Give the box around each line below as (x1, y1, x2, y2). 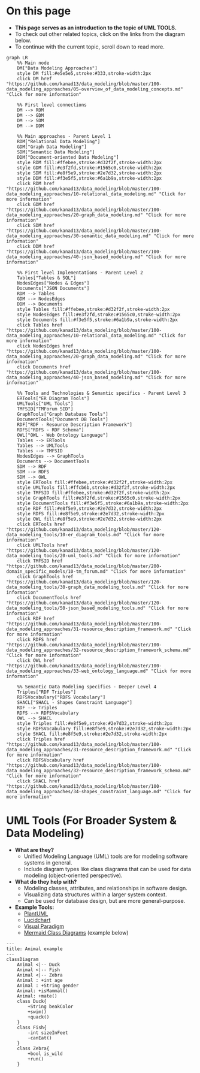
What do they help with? (14, 878, 77, 885)
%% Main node (17, 60, 50, 66)
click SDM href (17, 222, 55, 228)
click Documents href (17, 364, 71, 370)
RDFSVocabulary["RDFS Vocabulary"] (17, 694, 106, 700)
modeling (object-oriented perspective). (23, 872, 123, 879)
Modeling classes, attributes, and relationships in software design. (23, 884, 187, 891)
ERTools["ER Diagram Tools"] (17, 395, 90, 401)
